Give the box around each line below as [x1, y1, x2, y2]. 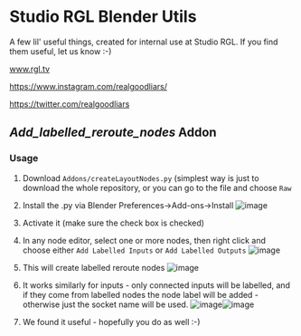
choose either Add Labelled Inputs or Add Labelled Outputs [22, 245, 247, 255]
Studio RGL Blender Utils [9, 6, 197, 27]
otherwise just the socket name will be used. [22, 299, 189, 310]
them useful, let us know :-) [9, 45, 112, 56]
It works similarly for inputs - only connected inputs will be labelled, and [22, 279, 291, 291]
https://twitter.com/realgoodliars [9, 98, 130, 110]
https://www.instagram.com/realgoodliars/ [9, 81, 168, 91]
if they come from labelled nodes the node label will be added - [22, 289, 259, 300]
